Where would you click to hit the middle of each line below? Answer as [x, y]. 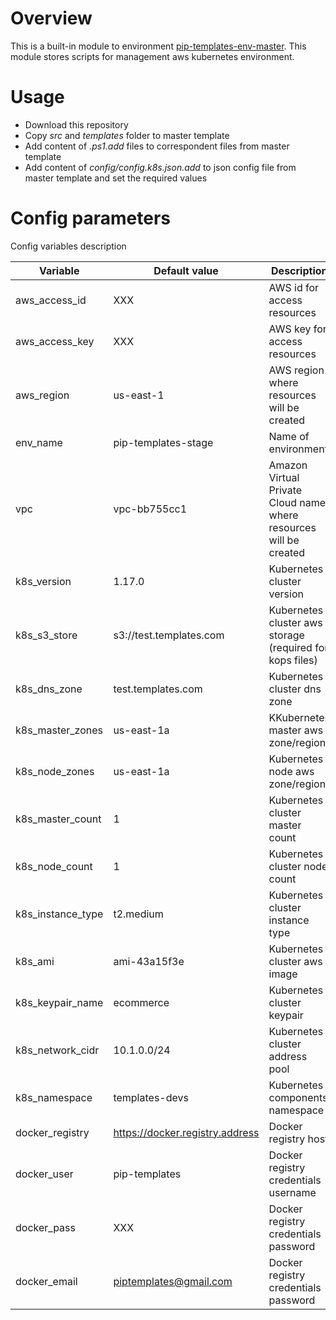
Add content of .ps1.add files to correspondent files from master [157, 146]
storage [286, 635]
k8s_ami [35, 961]
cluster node [298, 866]
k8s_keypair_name [59, 1002]
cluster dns [295, 689]
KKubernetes [299, 717]
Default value [186, 270]
